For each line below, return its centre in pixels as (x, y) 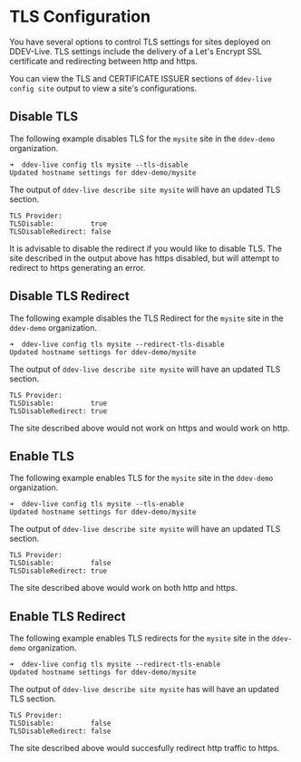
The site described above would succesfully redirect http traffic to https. (145, 748)
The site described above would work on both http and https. (124, 588)
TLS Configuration (80, 17)
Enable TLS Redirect (68, 617)
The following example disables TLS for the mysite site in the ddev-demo (142, 139)
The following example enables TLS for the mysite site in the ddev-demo (141, 478)
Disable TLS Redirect (69, 296)
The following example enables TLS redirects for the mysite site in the (140, 638)
